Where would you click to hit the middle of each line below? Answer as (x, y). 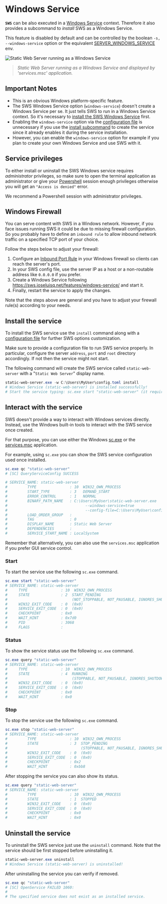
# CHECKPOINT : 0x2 (43, 762)
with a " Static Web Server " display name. (62, 374)
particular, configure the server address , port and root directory (70, 353)
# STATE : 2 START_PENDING (53, 595)
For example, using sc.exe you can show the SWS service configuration (79, 454)
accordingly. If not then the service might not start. (57, 359)
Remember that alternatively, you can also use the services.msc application (82, 543)
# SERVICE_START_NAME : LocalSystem (52, 533)
